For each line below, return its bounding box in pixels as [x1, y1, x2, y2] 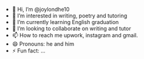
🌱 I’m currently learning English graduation [12, 19, 119, 25]
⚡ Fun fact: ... [12, 47, 46, 54]
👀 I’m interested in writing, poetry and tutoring [12, 12, 128, 19]
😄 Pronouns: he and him [12, 40, 75, 48]
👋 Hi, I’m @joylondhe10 [12, 6, 70, 13]
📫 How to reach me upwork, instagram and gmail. [12, 32, 139, 39]
